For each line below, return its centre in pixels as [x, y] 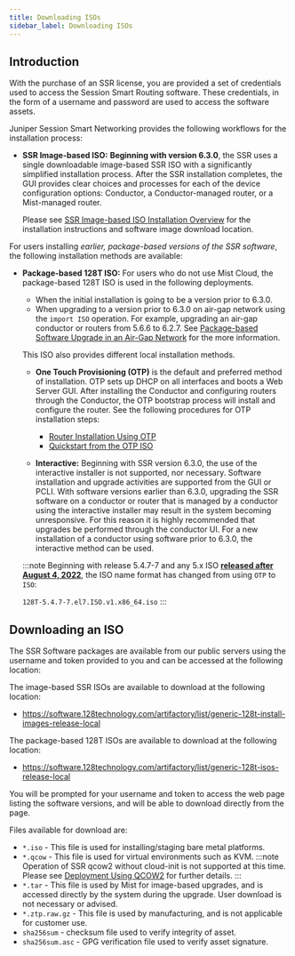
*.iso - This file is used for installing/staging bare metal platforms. [144, 848]
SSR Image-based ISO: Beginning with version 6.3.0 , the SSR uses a [150, 156]
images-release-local [61, 723]
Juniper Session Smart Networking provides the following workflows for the [148, 129]
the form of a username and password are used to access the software [139, 102]
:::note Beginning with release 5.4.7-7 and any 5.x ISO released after [147, 566]
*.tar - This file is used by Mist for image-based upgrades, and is [143, 885]
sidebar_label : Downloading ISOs [71, 26]
